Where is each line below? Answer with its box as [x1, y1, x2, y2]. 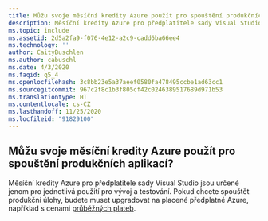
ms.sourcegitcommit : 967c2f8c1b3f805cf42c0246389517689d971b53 [8, 85, 223, 94]
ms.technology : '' [8, 41, 69, 49]
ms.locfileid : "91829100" [8, 115, 94, 123]
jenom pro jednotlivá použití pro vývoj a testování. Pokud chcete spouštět [8, 186, 250, 196]
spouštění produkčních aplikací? [8, 157, 174, 171]
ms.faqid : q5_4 [8, 71, 59, 79]
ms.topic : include [8, 26, 69, 34]
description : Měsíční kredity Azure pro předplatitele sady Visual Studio [8, 19, 262, 27]
